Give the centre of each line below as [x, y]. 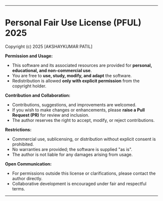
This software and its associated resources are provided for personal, [82, 65]
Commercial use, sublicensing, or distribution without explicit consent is [84, 139]
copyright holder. [29, 86]
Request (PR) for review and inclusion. [51, 115]
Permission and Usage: [29, 56]
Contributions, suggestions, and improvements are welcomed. [74, 104]
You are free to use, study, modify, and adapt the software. [72, 75]
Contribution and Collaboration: [38, 95]
